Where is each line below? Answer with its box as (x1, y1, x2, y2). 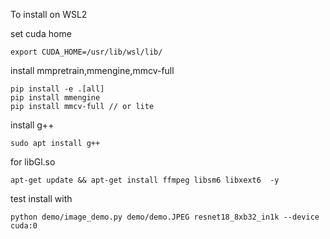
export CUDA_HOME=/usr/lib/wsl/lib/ (10, 47, 163, 57)
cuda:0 (10, 221, 38, 231)
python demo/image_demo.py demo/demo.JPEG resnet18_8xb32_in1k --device (10, 212, 320, 222)
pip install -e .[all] (10, 84, 105, 94)
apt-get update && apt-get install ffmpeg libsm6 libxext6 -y (10, 175, 280, 185)
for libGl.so (10, 156, 56, 168)
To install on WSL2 (10, 9, 88, 20)
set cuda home (10, 28, 72, 39)
